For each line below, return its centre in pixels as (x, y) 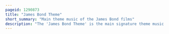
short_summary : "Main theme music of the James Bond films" (70, 19)
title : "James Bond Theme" (34, 14)
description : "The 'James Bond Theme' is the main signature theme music (85, 24)
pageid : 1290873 (22, 10)
